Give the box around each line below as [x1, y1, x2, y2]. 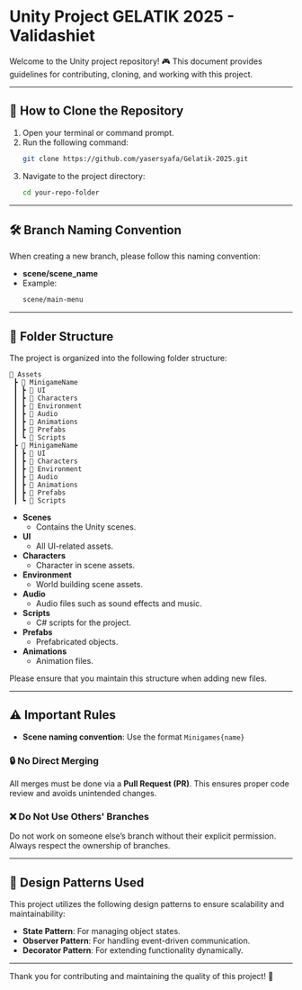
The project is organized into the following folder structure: [9, 353, 227, 363]
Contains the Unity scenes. [35, 522, 137, 532]
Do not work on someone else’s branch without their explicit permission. [9, 831, 277, 841]
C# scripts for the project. [35, 617, 132, 628]
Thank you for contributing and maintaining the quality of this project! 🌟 [9, 971, 274, 982]
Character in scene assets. [35, 560, 136, 570]
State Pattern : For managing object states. [22, 926, 182, 937]
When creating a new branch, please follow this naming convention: [9, 250, 261, 262]
